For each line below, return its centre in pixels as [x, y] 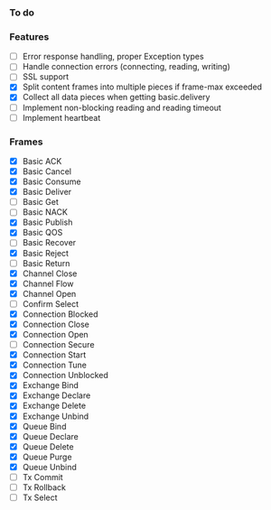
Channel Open [49, 293]
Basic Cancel [47, 172]
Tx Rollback [44, 487]
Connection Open [55, 335]
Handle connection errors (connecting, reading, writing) [126, 67]
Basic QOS [42, 233]
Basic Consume [51, 181]
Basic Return [46, 263]
